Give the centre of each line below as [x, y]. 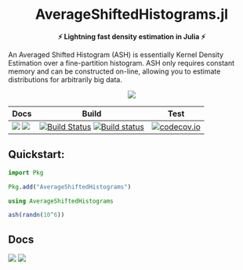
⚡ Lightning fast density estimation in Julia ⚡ [132, 36]
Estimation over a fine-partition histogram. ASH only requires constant [121, 63]
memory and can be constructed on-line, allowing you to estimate [114, 71]
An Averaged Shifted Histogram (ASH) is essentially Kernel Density [116, 54]
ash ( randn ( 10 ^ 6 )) [36, 215]
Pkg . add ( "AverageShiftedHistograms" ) [70, 187]
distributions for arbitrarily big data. [65, 79]
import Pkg [26, 173]
